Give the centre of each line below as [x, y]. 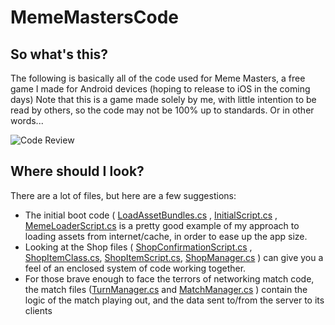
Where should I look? [77, 171]
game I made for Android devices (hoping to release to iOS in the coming [160, 89]
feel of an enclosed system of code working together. [135, 268]
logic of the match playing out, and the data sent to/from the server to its [174, 300]
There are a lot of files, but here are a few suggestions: [123, 195]
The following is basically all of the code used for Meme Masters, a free [158, 78]
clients [38, 310]
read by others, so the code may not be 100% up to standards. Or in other [162, 110]
